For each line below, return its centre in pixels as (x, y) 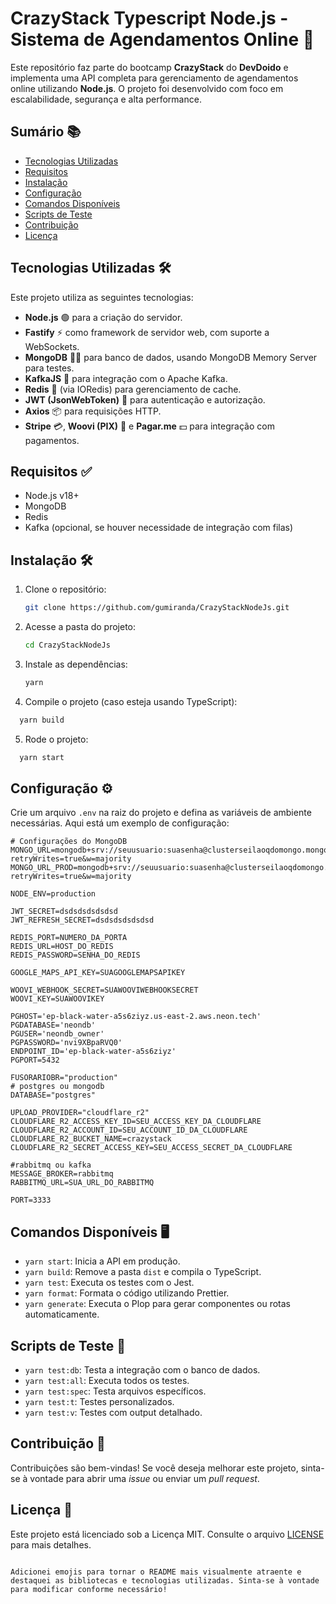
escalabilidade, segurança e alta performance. (106, 99)
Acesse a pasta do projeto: (80, 627)
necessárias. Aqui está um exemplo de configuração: (120, 823)
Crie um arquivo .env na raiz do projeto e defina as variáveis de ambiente (161, 813)
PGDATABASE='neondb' (53, 1025)
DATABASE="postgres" (53, 1095)
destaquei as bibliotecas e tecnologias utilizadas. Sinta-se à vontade (165, 1580)
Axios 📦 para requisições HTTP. (93, 411)
